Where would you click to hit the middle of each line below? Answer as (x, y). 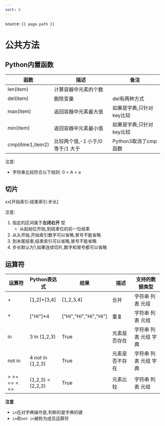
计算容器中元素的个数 (79, 89)
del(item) (18, 98)
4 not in (39, 358)
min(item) (19, 128)
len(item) (18, 89)
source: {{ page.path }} (30, 24)
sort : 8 (13, 10)
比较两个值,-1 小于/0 (78, 141)
